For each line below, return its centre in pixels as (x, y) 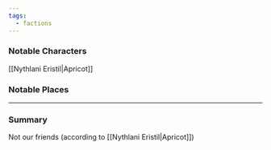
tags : (17, 16)
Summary (28, 120)
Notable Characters (48, 51)
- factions (34, 23)
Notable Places (39, 89)
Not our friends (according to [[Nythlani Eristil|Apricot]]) (102, 137)
